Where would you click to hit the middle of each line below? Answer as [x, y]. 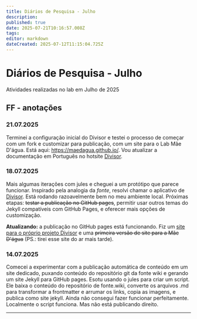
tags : [13, 33]
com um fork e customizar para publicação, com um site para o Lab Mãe [94, 144]
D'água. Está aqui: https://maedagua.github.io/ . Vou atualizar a [81, 150]
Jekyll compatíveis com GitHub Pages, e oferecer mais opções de [86, 209]
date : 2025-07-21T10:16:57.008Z [45, 28]
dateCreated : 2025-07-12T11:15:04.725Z [55, 45]
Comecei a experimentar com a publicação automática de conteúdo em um [97, 267]
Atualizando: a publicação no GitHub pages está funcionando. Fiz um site [96, 226]
